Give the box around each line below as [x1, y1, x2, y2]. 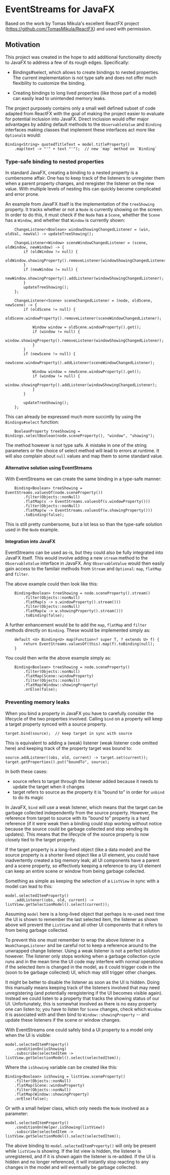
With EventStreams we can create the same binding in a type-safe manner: [5, 476, 162, 482]
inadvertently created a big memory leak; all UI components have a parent [5, 857, 160, 863]
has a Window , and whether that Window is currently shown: [5, 217, 125, 223]
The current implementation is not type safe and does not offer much [12, 75, 157, 81]
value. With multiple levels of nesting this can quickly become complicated [5, 186, 161, 192]
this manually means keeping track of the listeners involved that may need [5, 984, 160, 991]
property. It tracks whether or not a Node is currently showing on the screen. [5, 207, 163, 213]
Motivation [5, 41, 40, 49]
